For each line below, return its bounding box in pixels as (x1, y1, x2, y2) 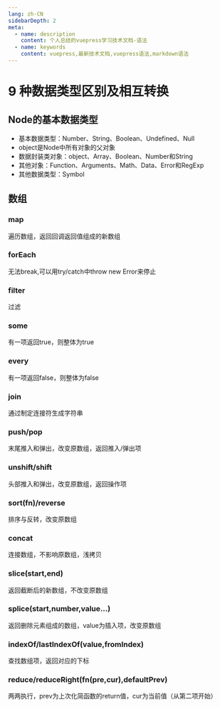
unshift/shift (8, 462, 52, 472)
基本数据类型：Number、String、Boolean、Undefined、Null (18, 134, 195, 143)
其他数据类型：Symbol (18, 169, 85, 179)
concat (8, 533, 33, 543)
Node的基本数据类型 (8, 114, 98, 126)
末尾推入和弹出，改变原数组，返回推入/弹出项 (8, 444, 142, 453)
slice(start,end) (8, 568, 63, 578)
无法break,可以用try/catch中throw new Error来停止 (8, 267, 157, 276)
